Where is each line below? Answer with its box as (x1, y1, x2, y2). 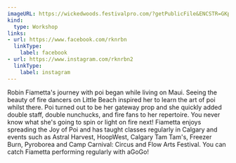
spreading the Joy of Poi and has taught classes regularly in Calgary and (7, 125, 218, 134)
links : (7, 29, 27, 37)
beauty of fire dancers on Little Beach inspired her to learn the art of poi (7, 95, 216, 104)
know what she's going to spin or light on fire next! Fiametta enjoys (7, 118, 202, 126)
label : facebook (20, 50, 68, 57)
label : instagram (20, 69, 71, 76)
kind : (7, 17, 23, 24)
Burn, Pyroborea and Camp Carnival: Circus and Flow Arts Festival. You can (7, 140, 226, 148)
